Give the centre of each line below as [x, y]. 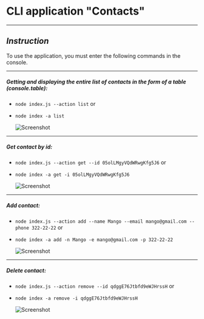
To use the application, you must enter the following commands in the [93, 55]
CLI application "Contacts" [76, 11]
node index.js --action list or [55, 103]
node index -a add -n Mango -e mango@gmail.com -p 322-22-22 [94, 240]
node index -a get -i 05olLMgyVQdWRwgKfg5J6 [72, 175]
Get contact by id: [29, 147]
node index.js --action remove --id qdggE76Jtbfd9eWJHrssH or [95, 286]
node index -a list [40, 116]
